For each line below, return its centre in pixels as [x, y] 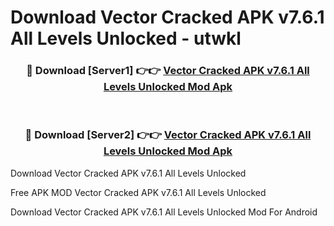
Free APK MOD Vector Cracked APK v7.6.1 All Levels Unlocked [138, 192]
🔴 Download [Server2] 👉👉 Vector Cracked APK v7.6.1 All [168, 135]
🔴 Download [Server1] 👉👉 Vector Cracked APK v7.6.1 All [168, 71]
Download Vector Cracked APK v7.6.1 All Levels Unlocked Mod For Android [164, 212]
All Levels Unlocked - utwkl [126, 38]
